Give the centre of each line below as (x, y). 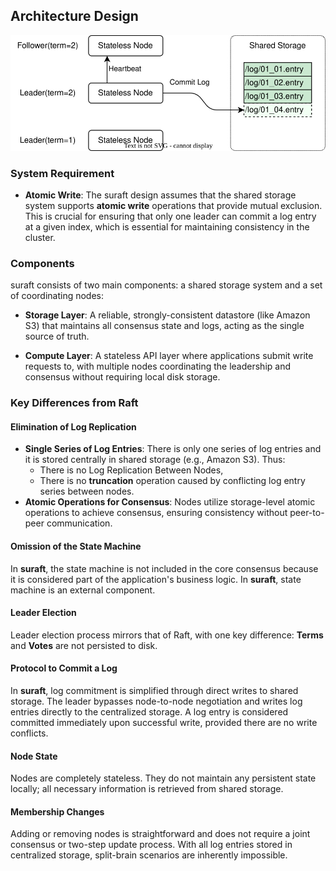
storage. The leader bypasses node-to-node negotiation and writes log (156, 701)
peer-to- (307, 513)
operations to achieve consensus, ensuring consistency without (156, 513)
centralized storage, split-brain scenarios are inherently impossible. (149, 855)
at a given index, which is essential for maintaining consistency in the (167, 227)
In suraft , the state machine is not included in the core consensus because (164, 568)
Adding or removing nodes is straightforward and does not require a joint (160, 834)
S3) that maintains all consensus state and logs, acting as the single (164, 326)
